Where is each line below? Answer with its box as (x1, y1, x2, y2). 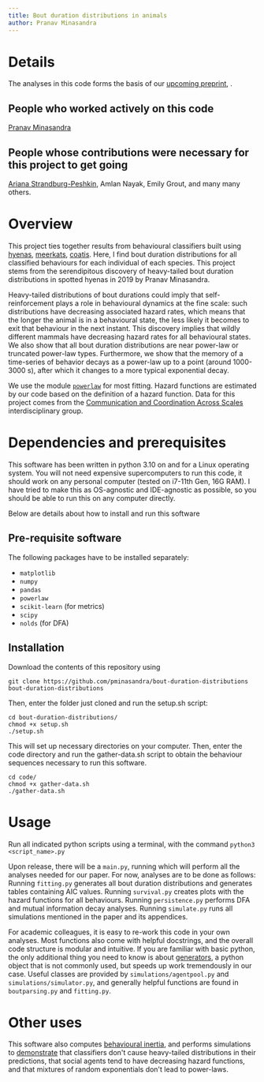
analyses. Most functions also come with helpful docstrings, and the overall (8, 935, 254, 945)
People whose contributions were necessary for (8, 145, 250, 159)
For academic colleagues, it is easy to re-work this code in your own (8, 927, 230, 937)
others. (8, 187, 32, 197)
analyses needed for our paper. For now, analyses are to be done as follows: (8, 870, 256, 879)
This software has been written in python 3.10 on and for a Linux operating (8, 460, 250, 469)
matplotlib (19, 569, 56, 577)
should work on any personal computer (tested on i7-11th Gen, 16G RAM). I (8, 476, 251, 486)
